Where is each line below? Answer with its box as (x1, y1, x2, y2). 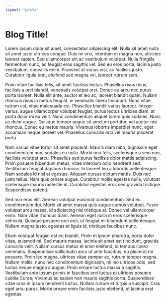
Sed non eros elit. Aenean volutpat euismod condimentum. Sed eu (5, 196, 141, 202)
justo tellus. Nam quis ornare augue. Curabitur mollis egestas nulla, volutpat (5, 176, 160, 182)
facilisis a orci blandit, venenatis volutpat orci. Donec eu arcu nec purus (5, 87, 152, 93)
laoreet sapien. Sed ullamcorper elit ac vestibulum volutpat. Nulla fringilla (5, 56, 155, 62)
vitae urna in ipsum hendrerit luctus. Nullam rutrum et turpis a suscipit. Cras (5, 280, 161, 286)
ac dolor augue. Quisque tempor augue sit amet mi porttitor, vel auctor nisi (5, 118, 158, 125)
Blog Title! (5, 28, 48, 40)
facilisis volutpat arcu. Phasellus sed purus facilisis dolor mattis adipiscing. (5, 155, 158, 161)
